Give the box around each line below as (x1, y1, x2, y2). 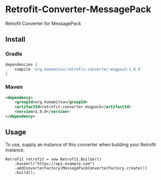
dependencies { (5, 62, 38, 67)
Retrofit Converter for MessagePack (5, 20, 81, 26)
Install (5, 35, 26, 44)
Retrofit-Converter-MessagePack (5, 4, 152, 15)
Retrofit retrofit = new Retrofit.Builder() (5, 157, 102, 162)
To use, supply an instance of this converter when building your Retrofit (5, 141, 156, 147)
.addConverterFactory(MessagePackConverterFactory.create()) (14, 165, 147, 171)
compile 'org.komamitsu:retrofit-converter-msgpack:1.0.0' (14, 67, 143, 72)
